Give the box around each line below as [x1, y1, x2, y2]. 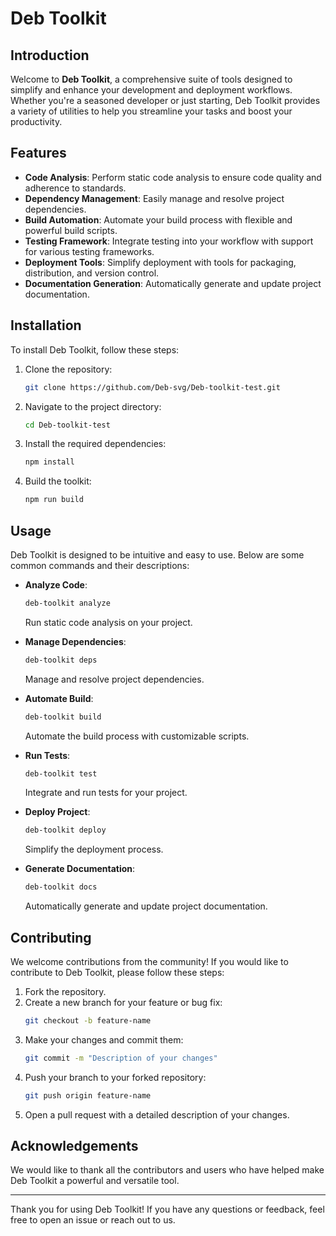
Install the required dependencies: [24, 438, 167, 450]
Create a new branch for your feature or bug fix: [24, 997, 223, 1008]
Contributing [10, 929, 92, 946]
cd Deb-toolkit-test [24, 420, 111, 430]
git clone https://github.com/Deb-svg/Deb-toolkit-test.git [24, 382, 281, 392]
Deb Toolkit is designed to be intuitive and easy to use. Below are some [10, 548, 305, 561]
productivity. [10, 116, 63, 127]
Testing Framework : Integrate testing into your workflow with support [24, 235, 314, 247]
